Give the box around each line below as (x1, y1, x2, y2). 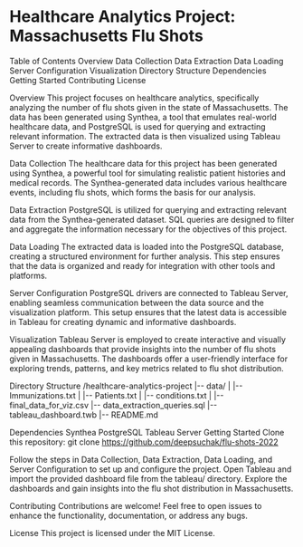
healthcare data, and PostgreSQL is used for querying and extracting (9, 120, 266, 132)
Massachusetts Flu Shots (9, 25, 204, 46)
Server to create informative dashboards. (9, 140, 163, 151)
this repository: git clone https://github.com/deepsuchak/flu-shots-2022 (9, 437, 279, 447)
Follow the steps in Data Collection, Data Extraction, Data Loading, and (9, 454, 273, 465)
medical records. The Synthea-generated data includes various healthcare (9, 177, 288, 187)
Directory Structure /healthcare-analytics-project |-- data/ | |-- (9, 380, 243, 391)
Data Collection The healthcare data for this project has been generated (9, 158, 278, 168)
